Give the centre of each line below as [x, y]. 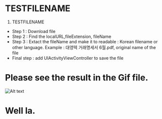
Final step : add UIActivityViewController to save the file [68, 58]
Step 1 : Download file [34, 31]
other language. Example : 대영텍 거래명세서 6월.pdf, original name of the [84, 47]
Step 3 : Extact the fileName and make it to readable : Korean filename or [85, 41]
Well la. [20, 111]
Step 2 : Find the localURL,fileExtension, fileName [62, 36]
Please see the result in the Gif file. [77, 78]
